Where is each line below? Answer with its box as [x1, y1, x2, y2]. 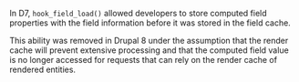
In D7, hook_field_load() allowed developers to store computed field [9, 8, 267, 18]
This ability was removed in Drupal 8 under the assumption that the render [9, 36, 289, 46]
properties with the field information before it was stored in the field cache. [9, 17, 292, 28]
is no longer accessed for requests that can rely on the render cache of [9, 55, 278, 65]
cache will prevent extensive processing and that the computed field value [9, 45, 289, 56]
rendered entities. [9, 64, 76, 75]
